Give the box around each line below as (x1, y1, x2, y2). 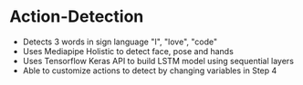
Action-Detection (9, 6, 144, 27)
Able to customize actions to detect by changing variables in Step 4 (22, 65, 277, 76)
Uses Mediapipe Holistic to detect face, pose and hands (22, 45, 235, 56)
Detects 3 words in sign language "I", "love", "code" (22, 36, 217, 47)
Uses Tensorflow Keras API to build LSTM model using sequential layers (22, 55, 295, 66)
